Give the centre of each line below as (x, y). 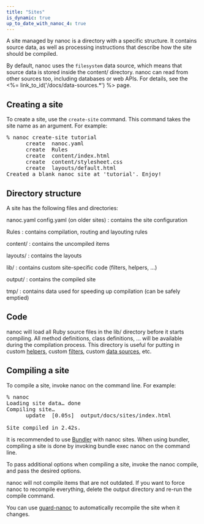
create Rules (47, 150)
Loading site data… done (43, 403)
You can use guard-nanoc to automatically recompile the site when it (93, 507)
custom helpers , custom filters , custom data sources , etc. (79, 351)
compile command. (31, 496)
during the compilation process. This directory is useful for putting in (93, 344)
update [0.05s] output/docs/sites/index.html (98, 415)
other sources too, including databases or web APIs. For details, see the (97, 79)
